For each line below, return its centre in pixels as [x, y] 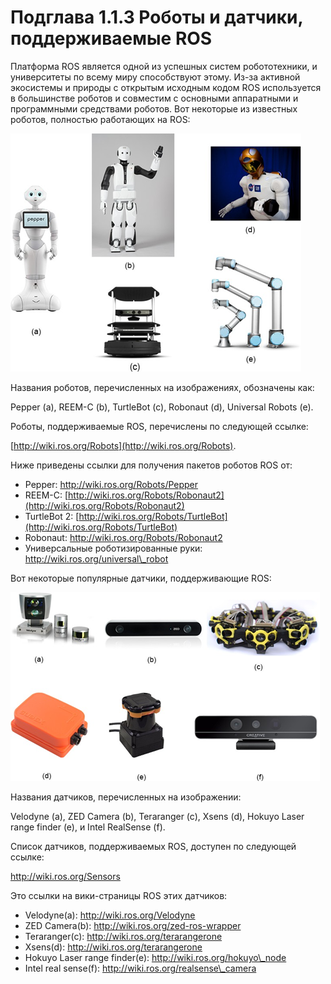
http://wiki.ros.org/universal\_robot [96, 558]
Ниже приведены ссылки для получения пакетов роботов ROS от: [151, 465]
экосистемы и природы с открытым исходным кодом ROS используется [166, 87]
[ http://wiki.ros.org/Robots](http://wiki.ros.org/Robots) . [123, 445]
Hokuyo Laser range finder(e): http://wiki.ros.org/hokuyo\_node [155, 957]
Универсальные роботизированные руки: [113, 548]
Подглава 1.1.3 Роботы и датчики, [156, 17]
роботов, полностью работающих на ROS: [100, 119]
